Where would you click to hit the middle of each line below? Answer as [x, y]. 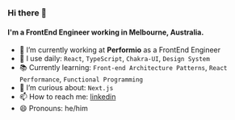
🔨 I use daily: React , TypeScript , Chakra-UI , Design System [115, 59]
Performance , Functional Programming [81, 79]
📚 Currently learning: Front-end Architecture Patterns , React [123, 68]
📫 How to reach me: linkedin [67, 97]
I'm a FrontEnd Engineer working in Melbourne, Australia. [106, 32]
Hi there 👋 [27, 13]
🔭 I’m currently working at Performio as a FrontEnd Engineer [120, 50]
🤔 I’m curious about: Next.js [66, 88]
